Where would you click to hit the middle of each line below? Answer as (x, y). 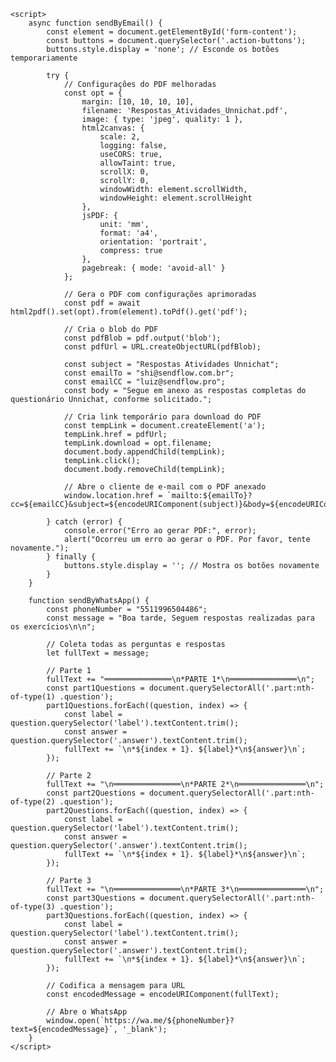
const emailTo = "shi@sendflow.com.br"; (149, 373)
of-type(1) (33, 697)
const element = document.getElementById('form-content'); (172, 32)
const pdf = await (102, 303)
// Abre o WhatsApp (87, 1012)
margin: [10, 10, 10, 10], (138, 102)
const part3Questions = (95, 898)
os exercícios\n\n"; (53, 627)
